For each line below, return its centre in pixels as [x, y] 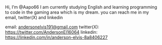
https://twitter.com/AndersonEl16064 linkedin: [51, 32]
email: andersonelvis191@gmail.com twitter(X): [52, 27]
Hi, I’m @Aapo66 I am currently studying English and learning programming [81, 7]
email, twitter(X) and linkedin [34, 17]
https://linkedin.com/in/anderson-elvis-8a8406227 [56, 37]
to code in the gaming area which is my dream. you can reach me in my [77, 12]
